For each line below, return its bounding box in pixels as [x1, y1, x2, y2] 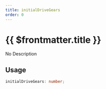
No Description [5, 51, 37, 57]
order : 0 [5, 12, 24, 17]
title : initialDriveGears [5, 7, 60, 13]
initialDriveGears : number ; [5, 79, 65, 84]
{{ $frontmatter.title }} [5, 34, 101, 46]
